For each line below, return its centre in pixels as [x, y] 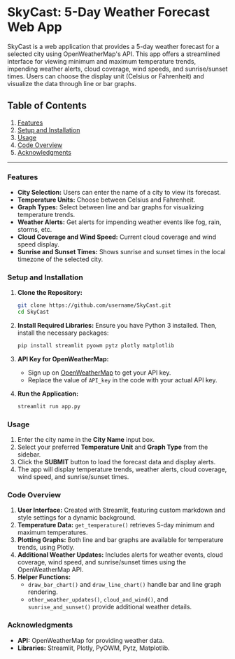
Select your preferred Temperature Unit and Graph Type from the [113, 447]
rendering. [43, 592]
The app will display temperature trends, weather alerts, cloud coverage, [122, 469]
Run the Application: [48, 394]
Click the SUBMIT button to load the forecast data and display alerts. [116, 462]
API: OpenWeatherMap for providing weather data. [91, 640]
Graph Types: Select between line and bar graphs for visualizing [111, 207]
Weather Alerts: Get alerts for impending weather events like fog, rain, [119, 222]
